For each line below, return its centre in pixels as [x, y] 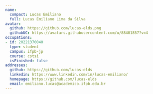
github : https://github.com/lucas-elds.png [55, 28]
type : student [24, 47]
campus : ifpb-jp [26, 51]
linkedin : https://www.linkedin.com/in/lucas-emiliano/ [69, 75]
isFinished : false [29, 61]
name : [11, 10]
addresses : [16, 65]
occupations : [19, 38]
